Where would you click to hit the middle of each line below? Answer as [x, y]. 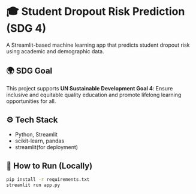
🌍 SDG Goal [29, 71]
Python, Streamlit [36, 134]
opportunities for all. [31, 101]
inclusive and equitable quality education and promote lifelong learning [94, 95]
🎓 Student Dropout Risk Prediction [96, 12]
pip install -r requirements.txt [48, 180]
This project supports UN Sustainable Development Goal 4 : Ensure [90, 88]
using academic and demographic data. [55, 51]
